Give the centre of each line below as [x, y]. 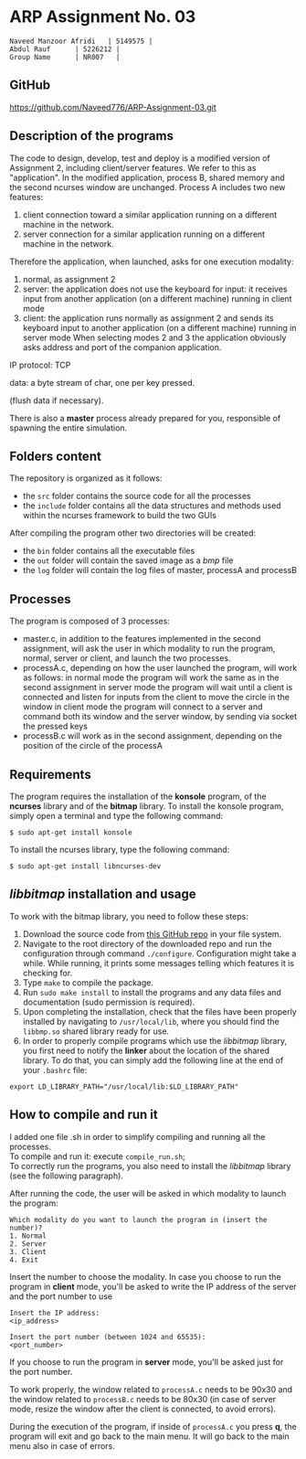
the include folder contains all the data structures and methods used [152, 506]
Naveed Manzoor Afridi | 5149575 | [81, 41]
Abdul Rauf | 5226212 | [65, 49]
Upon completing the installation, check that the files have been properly [159, 1011]
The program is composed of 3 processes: [90, 621]
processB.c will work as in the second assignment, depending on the [152, 736]
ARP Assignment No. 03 [103, 17]
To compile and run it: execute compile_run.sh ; [97, 1156]
